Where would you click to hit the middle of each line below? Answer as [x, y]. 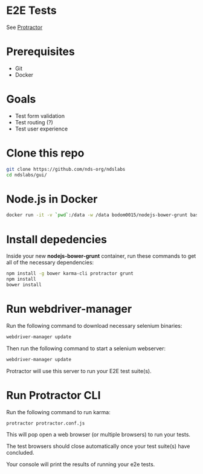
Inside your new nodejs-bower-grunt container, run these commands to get [101, 256]
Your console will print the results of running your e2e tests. [81, 464]
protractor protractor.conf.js [46, 423]
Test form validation [40, 116]
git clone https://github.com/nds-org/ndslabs [66, 169]
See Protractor [24, 27]
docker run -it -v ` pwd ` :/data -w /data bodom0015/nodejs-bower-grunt [97, 215]
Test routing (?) [34, 122]
